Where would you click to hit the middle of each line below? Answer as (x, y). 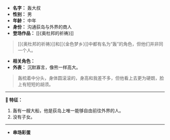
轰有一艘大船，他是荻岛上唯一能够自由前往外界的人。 (68, 110)
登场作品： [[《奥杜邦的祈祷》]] (43, 33)
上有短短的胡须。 (35, 84)
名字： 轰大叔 (27, 8)
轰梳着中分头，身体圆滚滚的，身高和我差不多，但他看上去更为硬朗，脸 (91, 78)
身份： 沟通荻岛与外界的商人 (42, 27)
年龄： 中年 (24, 20)
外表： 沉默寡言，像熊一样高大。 (47, 67)
